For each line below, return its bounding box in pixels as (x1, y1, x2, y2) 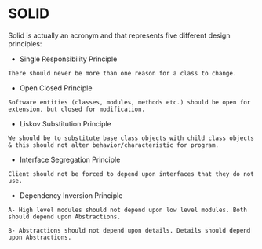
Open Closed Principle (19, 83, 93, 93)
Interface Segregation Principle (19, 155, 121, 164)
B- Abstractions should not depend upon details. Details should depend (8, 226, 251, 234)
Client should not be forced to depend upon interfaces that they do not (8, 170, 255, 178)
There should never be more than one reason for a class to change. (8, 69, 237, 77)
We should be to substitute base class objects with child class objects (8, 134, 255, 142)
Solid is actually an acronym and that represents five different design (8, 31, 231, 40)
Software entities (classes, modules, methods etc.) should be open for (8, 98, 251, 106)
